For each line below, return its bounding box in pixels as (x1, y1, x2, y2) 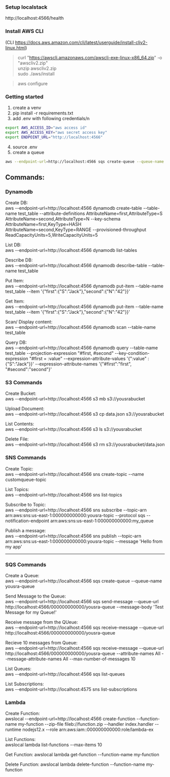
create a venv (12, 104, 41, 110)
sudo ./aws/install (17, 70, 55, 77)
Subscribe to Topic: (5, 501, 46, 507)
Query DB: (5, 340, 27, 346)
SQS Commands (5, 561, 47, 568)
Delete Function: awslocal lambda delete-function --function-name (5, 761, 145, 767)
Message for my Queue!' (5, 609, 57, 615)
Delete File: (5, 436, 29, 442)
